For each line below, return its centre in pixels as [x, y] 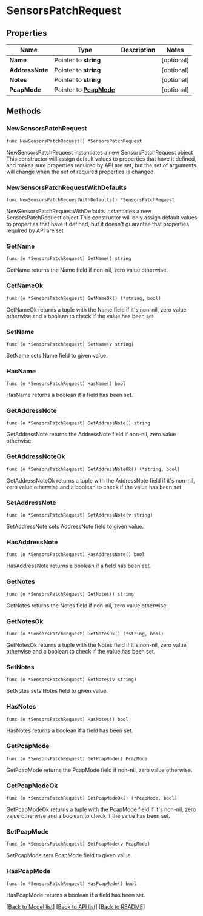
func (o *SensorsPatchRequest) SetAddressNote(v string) [80, 515]
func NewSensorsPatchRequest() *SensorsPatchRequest [74, 141]
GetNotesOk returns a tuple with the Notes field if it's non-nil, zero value [96, 645]
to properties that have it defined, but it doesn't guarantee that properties [98, 224]
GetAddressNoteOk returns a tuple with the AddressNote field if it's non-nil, [101, 480]
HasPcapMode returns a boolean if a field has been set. [76, 895]
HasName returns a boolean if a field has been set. [70, 395]
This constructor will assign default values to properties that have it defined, [101, 159]
